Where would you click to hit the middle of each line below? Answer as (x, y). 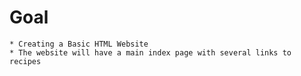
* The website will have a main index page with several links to (150, 52)
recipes (25, 61)
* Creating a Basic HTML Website (79, 44)
